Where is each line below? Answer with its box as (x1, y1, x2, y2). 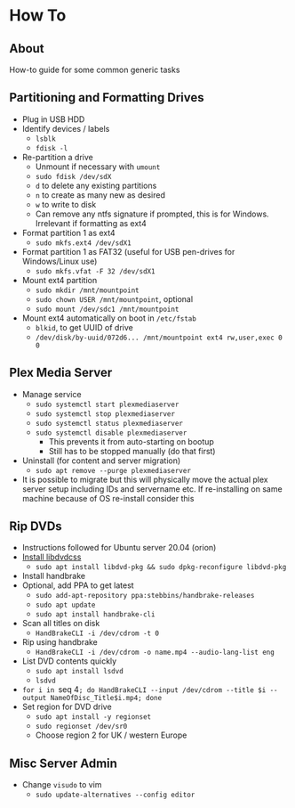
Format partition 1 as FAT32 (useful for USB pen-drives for (21, 246, 235, 257)
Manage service (21, 388, 82, 399)
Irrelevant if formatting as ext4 (35, 217, 147, 228)
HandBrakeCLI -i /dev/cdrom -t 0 (35, 629, 160, 638)
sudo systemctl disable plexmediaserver (35, 428, 187, 437)
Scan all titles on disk (21, 618, 100, 629)
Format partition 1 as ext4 (21, 227, 116, 238)
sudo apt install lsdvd (35, 667, 124, 676)
